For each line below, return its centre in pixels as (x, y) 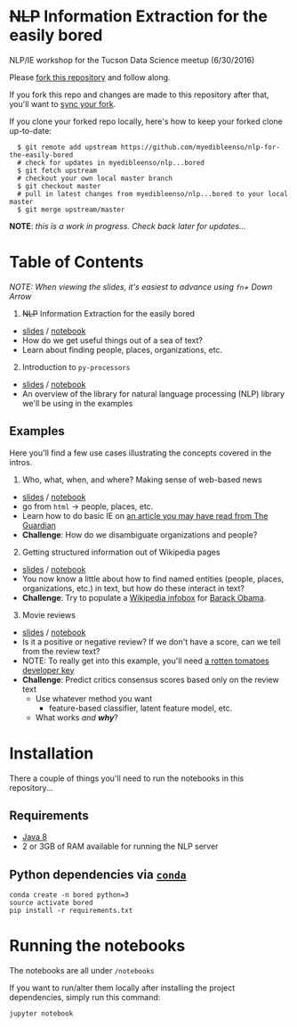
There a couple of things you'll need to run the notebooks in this (127, 778)
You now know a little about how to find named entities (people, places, (153, 579)
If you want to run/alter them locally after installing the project (122, 988)
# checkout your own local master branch (95, 178)
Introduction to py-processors (76, 366)
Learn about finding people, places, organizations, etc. (122, 349)
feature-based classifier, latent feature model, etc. (140, 708)
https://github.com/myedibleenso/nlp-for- (200, 147)
